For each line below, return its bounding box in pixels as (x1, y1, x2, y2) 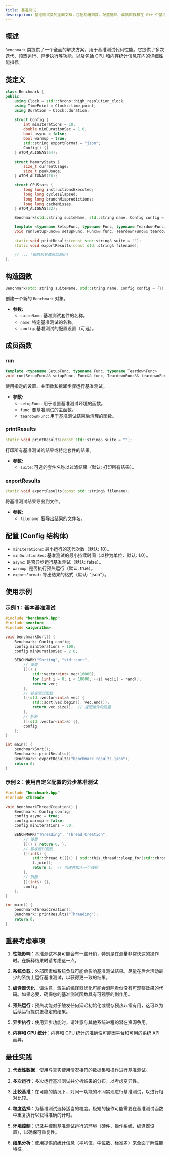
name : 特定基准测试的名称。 (20, 319, 77, 325)
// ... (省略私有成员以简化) (14, 252, 69, 257)
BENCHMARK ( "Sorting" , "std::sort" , (14, 658, 90, 663)
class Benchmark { (5, 89, 44, 94)
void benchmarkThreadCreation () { (5, 804, 78, 809)
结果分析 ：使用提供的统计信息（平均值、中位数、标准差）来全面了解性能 (12, 1140, 163, 1146)
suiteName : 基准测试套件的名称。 (20, 312, 88, 319)
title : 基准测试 (5, 7, 36, 13)
